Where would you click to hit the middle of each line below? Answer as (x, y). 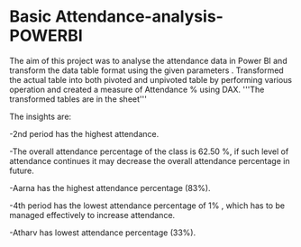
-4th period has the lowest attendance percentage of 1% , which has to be (147, 206)
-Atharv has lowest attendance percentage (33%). (103, 233)
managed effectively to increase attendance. (92, 215)
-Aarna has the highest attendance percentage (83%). (110, 188)
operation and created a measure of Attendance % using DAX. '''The (137, 89)
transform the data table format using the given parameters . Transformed (146, 70)
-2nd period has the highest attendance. (84, 133)
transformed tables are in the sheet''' (78, 99)
